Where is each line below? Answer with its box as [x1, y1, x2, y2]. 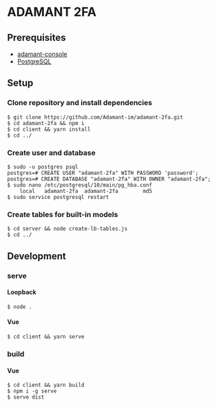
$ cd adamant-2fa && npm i [7, 120, 85, 126]
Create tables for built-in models [7, 209, 118, 219]
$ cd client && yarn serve [7, 333, 85, 340]
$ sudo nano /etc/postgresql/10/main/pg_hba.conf [7, 181, 153, 189]
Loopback [7, 288, 37, 296]
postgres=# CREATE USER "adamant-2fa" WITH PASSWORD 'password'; [7, 169, 198, 176]
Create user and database [7, 148, 96, 158]
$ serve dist [7, 394, 45, 401]
